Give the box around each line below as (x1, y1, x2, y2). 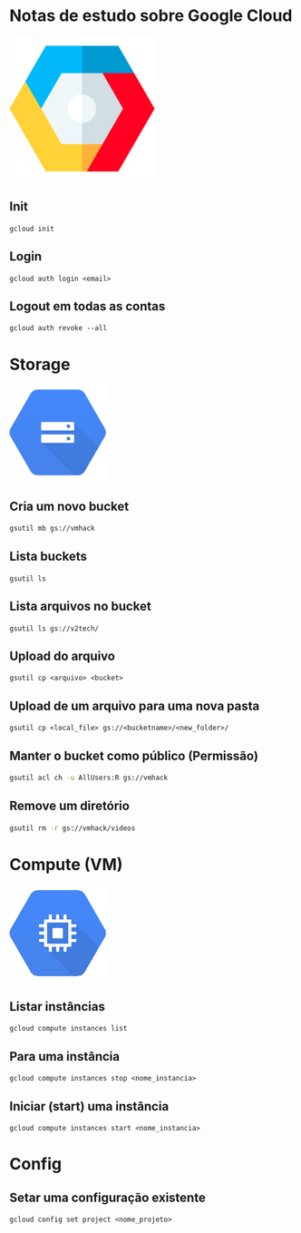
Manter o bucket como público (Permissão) (9, 748, 258, 763)
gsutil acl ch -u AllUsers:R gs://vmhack (9, 773, 169, 783)
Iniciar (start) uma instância (9, 1099, 170, 1114)
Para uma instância (9, 1049, 121, 1064)
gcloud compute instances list (9, 1024, 128, 1033)
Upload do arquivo (9, 649, 116, 664)
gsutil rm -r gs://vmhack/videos (9, 823, 136, 833)
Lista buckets (9, 549, 88, 564)
